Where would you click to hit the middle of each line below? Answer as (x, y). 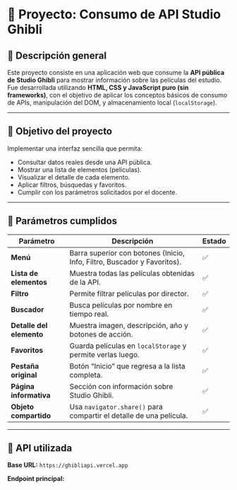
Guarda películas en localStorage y (128, 346)
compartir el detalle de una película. (129, 415)
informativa (31, 395)
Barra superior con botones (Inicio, (127, 252)
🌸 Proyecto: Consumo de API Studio (114, 14)
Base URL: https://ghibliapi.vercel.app (68, 465)
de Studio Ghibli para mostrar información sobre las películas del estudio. (115, 80)
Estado (214, 241)
